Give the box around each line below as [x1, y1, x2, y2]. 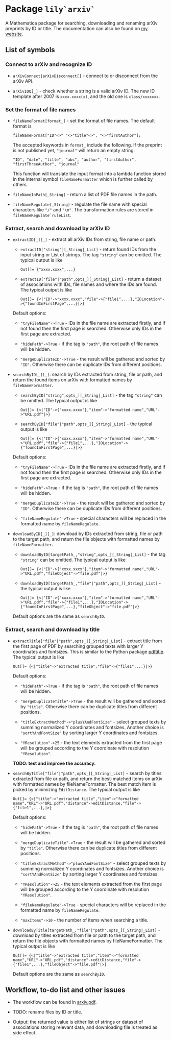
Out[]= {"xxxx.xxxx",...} [20, 267, 76, 272]
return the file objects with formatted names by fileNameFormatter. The [12, 937, 163, 944]
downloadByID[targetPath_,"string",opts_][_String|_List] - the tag [20, 551, 166, 558]
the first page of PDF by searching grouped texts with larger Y [12, 643, 144, 649]
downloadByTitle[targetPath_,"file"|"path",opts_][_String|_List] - [12, 927, 161, 933]
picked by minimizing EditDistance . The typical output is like [12, 786, 140, 792]
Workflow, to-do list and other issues [5, 985, 126, 994]
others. [12, 181, 28, 187]
